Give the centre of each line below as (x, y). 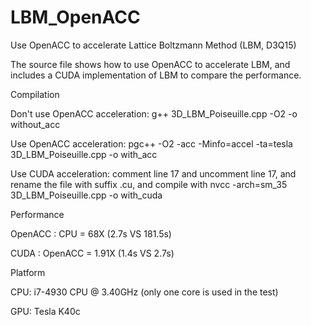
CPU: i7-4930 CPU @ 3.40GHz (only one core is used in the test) (144, 292)
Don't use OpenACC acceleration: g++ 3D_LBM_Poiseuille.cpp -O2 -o (154, 113)
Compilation (35, 94)
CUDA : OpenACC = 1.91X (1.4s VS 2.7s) (92, 253)
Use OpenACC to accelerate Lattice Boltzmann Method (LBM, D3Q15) (153, 45)
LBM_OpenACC (75, 17)
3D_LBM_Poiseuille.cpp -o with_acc (84, 154)
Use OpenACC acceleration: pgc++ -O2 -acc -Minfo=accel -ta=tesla (151, 143)
